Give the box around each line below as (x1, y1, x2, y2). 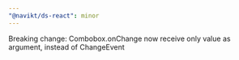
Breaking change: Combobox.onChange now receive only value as (8, 34, 231, 43)
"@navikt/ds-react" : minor (8, 11, 100, 20)
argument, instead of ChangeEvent (8, 42, 126, 52)
